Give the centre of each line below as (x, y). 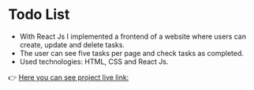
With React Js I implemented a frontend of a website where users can (133, 36)
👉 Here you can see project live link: (69, 77)
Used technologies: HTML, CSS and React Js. (94, 62)
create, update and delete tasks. (72, 44)
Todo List (39, 15)
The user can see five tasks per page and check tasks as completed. (132, 53)
